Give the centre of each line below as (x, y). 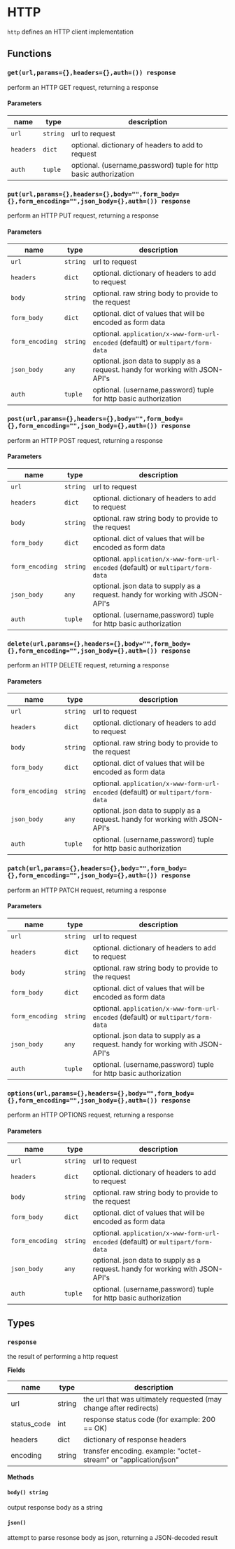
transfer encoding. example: (130, 1451)
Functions (30, 54)
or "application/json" (145, 1460)
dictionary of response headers (135, 1440)
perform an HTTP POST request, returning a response (85, 440)
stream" (97, 1460)
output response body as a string (55, 1508)
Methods (21, 1477)
